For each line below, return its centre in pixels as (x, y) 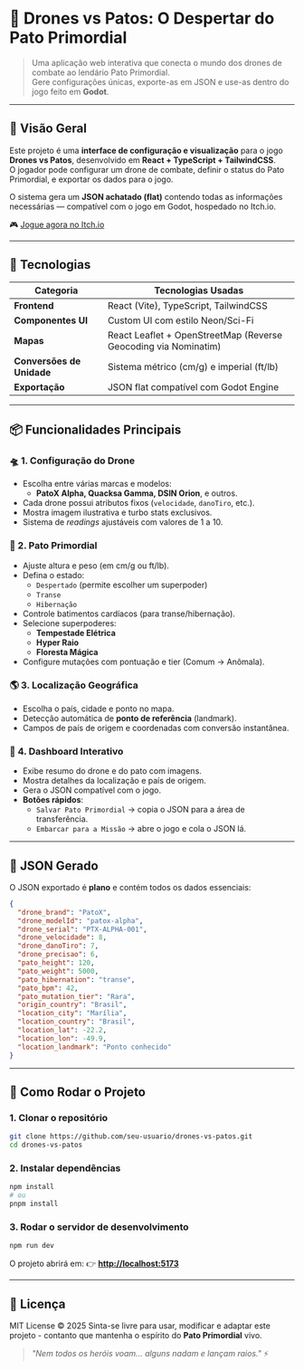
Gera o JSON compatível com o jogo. (91, 790)
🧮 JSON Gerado (54, 866)
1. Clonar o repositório (59, 1118)
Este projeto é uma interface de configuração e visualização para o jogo (146, 150)
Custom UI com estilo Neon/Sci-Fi (180, 320)
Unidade (33, 372)
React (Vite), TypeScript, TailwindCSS (188, 305)
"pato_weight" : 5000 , (58, 971)
